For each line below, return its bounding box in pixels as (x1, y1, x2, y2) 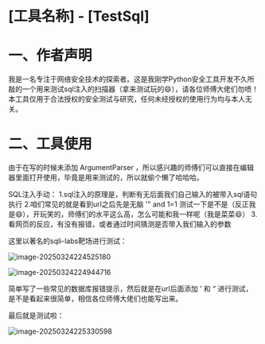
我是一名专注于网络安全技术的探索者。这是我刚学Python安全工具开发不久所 (8, 75, 255, 84)
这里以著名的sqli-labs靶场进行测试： (8, 236, 127, 246)
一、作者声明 (8, 47, 93, 64)
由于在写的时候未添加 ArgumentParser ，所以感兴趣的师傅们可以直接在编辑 (8, 163, 255, 172)
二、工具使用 (8, 135, 93, 153)
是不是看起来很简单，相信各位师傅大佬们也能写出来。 (8, 294, 183, 303)
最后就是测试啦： (8, 311, 64, 320)
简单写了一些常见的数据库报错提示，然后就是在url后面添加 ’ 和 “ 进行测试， (8, 284, 253, 294)
